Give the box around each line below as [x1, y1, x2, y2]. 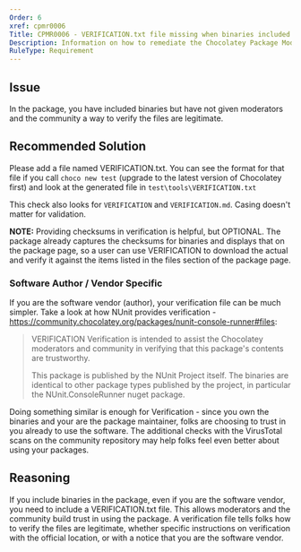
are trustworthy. [30, 353, 91, 364]
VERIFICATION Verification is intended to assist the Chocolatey [30, 333, 264, 345]
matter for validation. [9, 208, 87, 220]
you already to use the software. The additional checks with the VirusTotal [9, 426, 283, 436]
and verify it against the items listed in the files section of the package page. [9, 254, 291, 265]
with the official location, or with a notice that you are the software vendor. [9, 532, 284, 543]
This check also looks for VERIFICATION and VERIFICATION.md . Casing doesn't [9, 199, 291, 210]
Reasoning [9, 470, 71, 486]
